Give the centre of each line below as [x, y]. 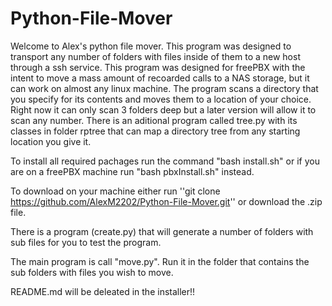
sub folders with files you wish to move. [92, 272]
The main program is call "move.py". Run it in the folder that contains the [160, 261]
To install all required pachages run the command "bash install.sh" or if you [165, 161]
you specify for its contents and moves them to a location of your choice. [161, 99]
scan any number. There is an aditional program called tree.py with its [154, 120]
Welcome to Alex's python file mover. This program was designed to [151, 46]
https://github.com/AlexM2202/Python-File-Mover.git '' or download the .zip [166, 201]
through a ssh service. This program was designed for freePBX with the [158, 67]
